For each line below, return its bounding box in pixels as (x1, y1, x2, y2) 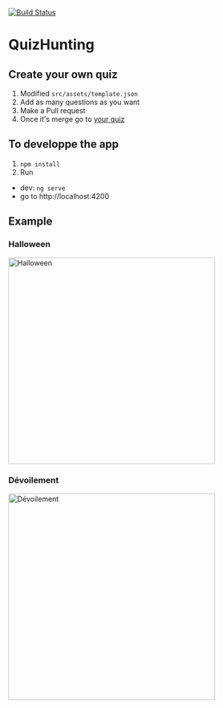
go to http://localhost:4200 (19, 191, 110, 200)
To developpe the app (8, 137, 119, 152)
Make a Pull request (19, 106, 86, 115)
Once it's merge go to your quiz (19, 115, 125, 123)
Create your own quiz (8, 67, 118, 81)
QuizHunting (8, 36, 95, 54)
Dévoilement (8, 475, 59, 486)
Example (8, 215, 53, 229)
